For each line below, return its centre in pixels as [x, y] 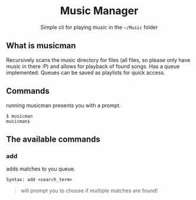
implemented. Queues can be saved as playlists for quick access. [86, 73]
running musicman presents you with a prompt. [63, 105]
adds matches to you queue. [41, 169]
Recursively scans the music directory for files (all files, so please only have [98, 60]
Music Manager [99, 11]
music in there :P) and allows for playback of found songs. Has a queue [93, 66]
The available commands [53, 139]
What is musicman [41, 46]
